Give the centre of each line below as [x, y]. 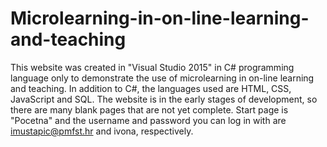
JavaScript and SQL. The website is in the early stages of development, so [164, 99]
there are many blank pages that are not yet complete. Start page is [149, 109]
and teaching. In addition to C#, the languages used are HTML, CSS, [151, 88]
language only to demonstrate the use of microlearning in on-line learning [162, 78]
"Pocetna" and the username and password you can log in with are [148, 120]
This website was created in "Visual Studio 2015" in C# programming [152, 67]
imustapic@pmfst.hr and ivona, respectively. [102, 131]
